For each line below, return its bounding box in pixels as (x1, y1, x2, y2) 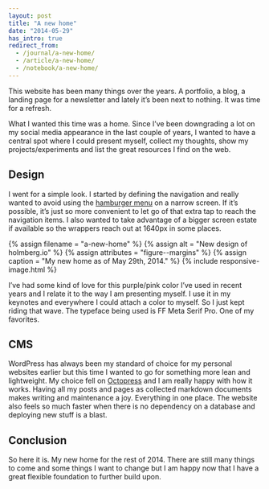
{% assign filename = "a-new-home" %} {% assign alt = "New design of (8, 239, 248, 249)
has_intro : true (8, 34, 63, 43)
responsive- (219, 256, 260, 265)
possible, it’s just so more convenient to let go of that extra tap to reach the (8, 206, 257, 216)
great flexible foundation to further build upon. (8, 472, 162, 482)
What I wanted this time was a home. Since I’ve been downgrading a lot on (8, 118, 255, 129)
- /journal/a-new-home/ (15, 49, 95, 57)
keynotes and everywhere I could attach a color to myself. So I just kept (8, 297, 245, 306)
